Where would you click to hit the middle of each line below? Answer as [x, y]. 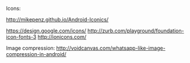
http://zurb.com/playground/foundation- [136, 31]
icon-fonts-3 [21, 37]
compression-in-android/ [36, 54]
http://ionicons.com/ [62, 37]
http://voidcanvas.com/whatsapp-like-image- [111, 48]
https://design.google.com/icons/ [46, 31]
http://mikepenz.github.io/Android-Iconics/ [57, 19]
